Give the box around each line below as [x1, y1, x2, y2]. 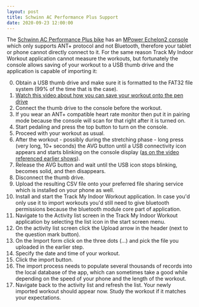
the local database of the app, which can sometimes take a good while [15, 269, 188, 276]
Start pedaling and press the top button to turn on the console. [15, 123, 168, 131]
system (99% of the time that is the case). [15, 86, 118, 93]
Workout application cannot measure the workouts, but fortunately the [7, 55, 178, 62]
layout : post [7, 8, 39, 15]
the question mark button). [15, 231, 81, 238]
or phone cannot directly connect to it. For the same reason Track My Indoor [7, 49, 194, 56]
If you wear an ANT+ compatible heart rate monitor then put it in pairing [15, 111, 190, 118]
